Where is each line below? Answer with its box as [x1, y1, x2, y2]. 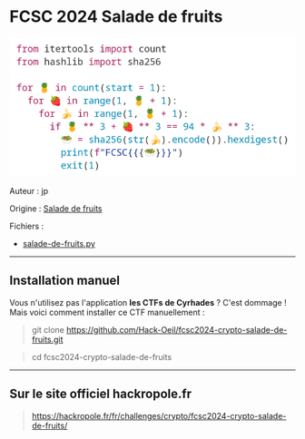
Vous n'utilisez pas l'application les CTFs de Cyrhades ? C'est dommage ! [9, 297, 288, 307]
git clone [31, 324, 65, 335]
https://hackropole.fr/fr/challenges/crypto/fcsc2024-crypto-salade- [31, 410, 287, 421]
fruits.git [31, 334, 64, 345]
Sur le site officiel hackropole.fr [9, 386, 192, 402]
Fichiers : [9, 220, 44, 231]
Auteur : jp [9, 185, 48, 196]
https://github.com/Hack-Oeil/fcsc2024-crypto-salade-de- [66, 324, 288, 335]
